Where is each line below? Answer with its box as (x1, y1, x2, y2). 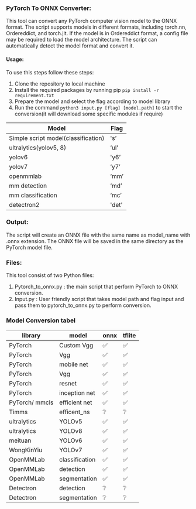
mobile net (59, 360, 89, 368)
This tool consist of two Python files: (6, 272, 94, 279)
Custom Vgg (59, 341, 94, 350)
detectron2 (9, 200, 40, 209)
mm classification (9, 191, 57, 199)
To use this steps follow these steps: (6, 69, 94, 76)
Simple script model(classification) (9, 134, 105, 142)
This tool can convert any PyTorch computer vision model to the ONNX (6, 18, 177, 25)
